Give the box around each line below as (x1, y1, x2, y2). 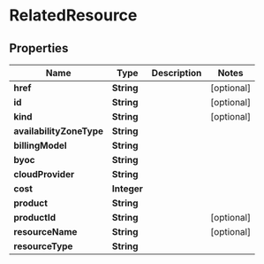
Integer (111, 182, 144, 195)
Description (151, 67, 202, 79)
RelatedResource (9, 5, 138, 26)
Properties (9, 41, 69, 56)
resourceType (13, 240, 73, 252)
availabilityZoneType (13, 125, 104, 137)
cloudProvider (13, 168, 75, 180)
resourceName (13, 226, 78, 237)
